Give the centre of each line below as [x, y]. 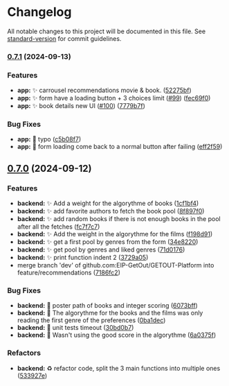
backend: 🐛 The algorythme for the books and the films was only [110, 313]
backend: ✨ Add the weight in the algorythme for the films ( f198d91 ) [115, 234]
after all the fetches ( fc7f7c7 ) [58, 227]
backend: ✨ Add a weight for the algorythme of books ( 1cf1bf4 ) [108, 203]
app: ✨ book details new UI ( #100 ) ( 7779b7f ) [81, 106]
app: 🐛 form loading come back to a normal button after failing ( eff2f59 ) [120, 147]
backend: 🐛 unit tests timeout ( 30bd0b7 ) [75, 328]
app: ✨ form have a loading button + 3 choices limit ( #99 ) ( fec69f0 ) [114, 98]
